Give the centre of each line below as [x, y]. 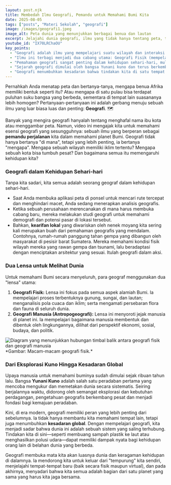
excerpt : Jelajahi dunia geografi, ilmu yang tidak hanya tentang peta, [84, 39]
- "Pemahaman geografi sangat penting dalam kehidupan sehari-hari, [84, 62]
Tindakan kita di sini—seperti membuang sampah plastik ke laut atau [77, 434]
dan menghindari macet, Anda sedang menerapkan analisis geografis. [86, 204]
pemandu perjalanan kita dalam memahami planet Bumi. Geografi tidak [80, 137]
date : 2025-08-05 [24, 19]
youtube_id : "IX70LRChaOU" [34, 43]
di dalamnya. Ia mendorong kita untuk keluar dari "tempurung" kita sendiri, [83, 460]
